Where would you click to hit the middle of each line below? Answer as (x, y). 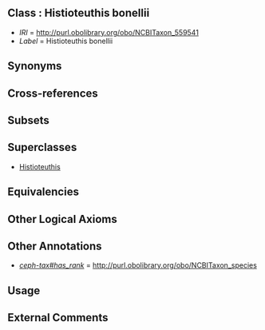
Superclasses (42, 147)
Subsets (28, 120)
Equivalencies (43, 192)
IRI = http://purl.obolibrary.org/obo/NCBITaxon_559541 (109, 32)
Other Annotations (55, 246)
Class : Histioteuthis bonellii (79, 13)
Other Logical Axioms (62, 219)
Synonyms (35, 66)
